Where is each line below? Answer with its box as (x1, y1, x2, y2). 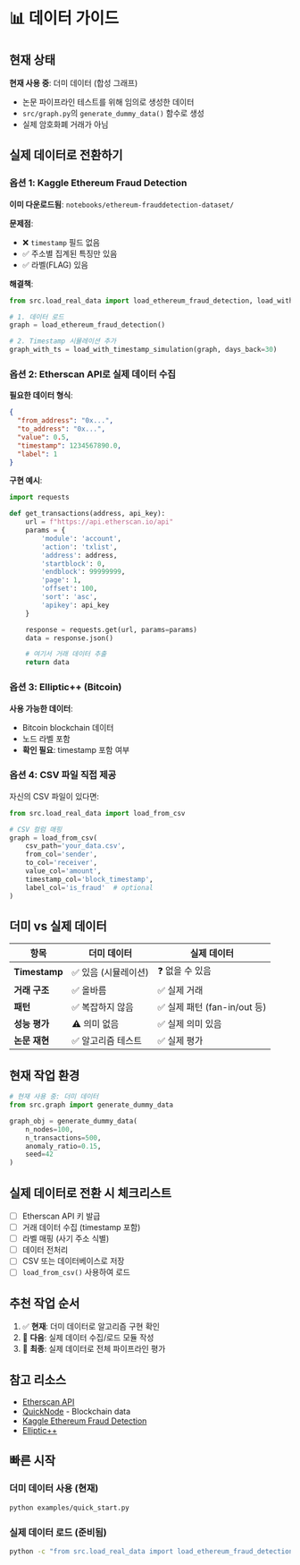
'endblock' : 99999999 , (41, 568, 126, 577)
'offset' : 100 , (41, 584, 98, 594)
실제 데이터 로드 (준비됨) (9, 1526, 107, 1538)
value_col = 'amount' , (25, 867, 102, 876)
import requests (9, 493, 70, 502)
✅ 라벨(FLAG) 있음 (21, 259, 89, 269)
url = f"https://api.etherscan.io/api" (25, 517, 174, 526)
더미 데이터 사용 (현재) (9, 1483, 99, 1495)
